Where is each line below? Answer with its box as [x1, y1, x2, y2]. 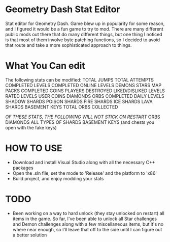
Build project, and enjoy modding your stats [12, 175, 104, 181]
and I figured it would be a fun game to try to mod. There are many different [5, 25, 163, 32]
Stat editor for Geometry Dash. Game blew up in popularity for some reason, [5, 20, 165, 26]
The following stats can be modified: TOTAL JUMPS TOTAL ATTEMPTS [5, 76, 154, 83]
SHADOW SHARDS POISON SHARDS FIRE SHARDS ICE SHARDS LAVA [5, 98, 153, 104]
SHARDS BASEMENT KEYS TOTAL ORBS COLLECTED [5, 103, 118, 110]
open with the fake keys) [5, 124, 57, 130]
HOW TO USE [5, 143, 62, 154]
